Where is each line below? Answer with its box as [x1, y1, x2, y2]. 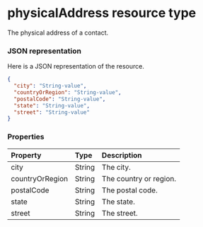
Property [11, 150, 42, 160]
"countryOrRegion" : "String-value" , [13, 88, 122, 96]
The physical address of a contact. [7, 28, 109, 37]
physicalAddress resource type [7, 5, 197, 21]
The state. [101, 197, 136, 206]
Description [101, 150, 143, 160]
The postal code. [101, 185, 158, 195]
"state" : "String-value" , [13, 102, 91, 109]
